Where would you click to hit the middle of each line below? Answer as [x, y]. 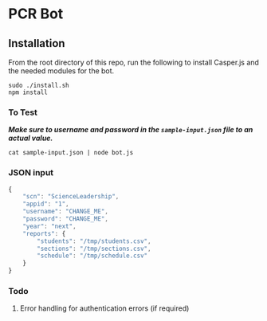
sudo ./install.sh [39, 85]
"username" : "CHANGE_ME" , [66, 212]
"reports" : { [44, 233]
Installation [37, 43]
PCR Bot [36, 14]
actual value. [31, 138]
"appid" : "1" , [46, 204]
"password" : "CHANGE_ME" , [66, 219]
